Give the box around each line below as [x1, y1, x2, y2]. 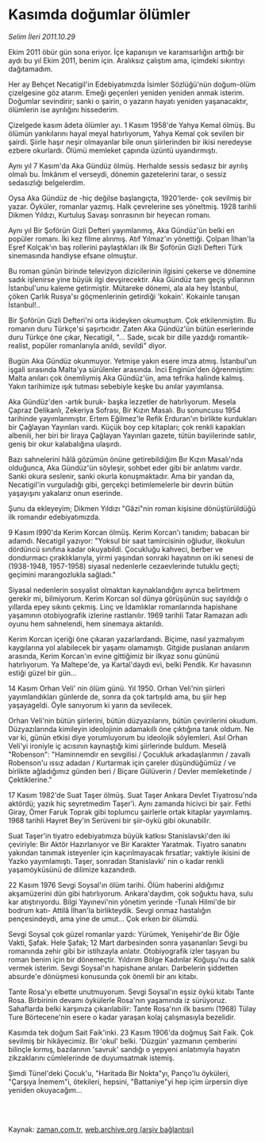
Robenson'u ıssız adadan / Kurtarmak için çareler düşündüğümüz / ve [8, 757, 236, 768]
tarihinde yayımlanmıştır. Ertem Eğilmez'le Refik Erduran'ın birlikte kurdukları [8, 413, 257, 423]
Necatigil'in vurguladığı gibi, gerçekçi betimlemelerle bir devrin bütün [8, 479, 234, 490]
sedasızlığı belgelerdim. [8, 177, 86, 188]
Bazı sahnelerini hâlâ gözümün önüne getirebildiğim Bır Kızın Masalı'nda [8, 455, 244, 464]
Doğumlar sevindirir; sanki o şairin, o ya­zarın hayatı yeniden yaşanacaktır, [8, 96, 248, 106]
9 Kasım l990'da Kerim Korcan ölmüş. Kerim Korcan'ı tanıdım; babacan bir [8, 527, 250, 537]
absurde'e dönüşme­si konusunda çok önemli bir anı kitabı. [8, 971, 198, 981]
